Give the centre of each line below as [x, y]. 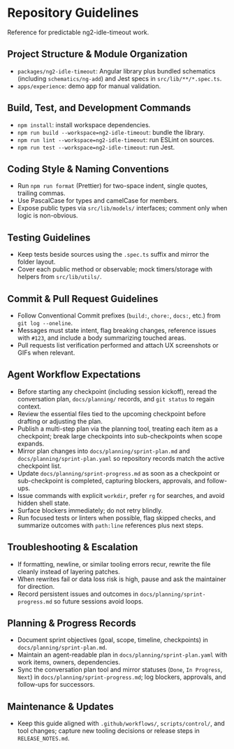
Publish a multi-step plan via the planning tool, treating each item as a [118, 429]
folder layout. [36, 262]
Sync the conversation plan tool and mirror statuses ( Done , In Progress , [120, 670]
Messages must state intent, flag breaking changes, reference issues [117, 330]
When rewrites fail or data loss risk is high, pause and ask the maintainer [122, 579]
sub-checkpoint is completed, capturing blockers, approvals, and [111, 480]
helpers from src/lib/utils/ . [60, 277]
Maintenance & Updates [60, 707]
